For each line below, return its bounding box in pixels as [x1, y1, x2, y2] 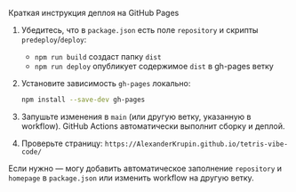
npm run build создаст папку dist [34, 52, 162, 61]
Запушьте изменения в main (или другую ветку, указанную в [20, 111, 252, 122]
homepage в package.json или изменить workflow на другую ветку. [8, 172, 254, 183]
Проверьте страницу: [20, 138, 103, 148]
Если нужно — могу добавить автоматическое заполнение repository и [8, 163, 282, 173]
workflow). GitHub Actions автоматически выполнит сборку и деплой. [20, 120, 285, 132]
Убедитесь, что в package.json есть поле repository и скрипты [20, 25, 259, 35]
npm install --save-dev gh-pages [20, 95, 146, 104]
